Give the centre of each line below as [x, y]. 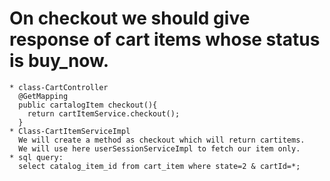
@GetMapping [43, 96]
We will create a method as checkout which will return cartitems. [162, 140]
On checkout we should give [130, 18]
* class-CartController [59, 87]
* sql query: [36, 157]
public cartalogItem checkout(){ [88, 105]
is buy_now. [59, 61]
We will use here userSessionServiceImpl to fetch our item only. [159, 148]
